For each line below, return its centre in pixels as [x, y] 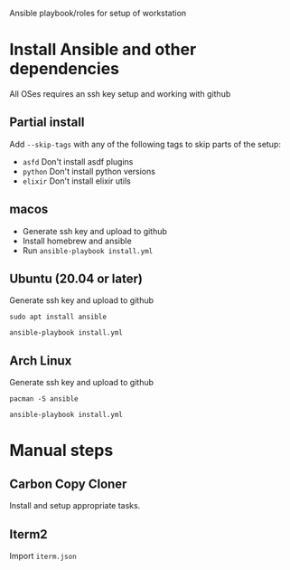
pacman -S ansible [44, 399]
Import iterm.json [43, 556]
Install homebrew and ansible [77, 241]
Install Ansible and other [103, 50]
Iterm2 [28, 534]
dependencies [65, 69]
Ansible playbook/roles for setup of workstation [98, 13]
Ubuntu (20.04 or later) [76, 278]
